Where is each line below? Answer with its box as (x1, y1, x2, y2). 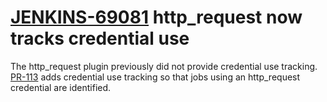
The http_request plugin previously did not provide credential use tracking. (10, 60, 318, 72)
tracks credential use (10, 27, 190, 50)
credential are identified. (10, 81, 112, 93)
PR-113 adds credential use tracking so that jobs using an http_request (10, 71, 301, 83)
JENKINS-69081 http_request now (10, 6, 303, 29)
